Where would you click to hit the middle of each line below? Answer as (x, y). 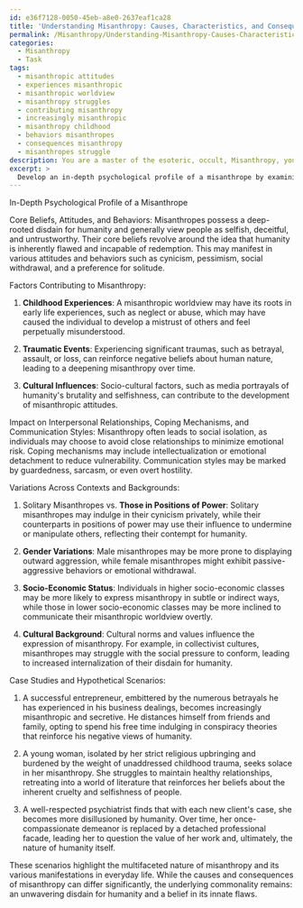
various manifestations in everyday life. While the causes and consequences (151, 875)
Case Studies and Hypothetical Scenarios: (88, 681)
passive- (269, 561)
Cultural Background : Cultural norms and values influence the (138, 634)
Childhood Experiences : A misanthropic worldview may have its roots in (157, 303)
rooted (22, 230)
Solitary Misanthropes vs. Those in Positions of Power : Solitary (141, 505)
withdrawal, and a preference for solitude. (87, 268)
